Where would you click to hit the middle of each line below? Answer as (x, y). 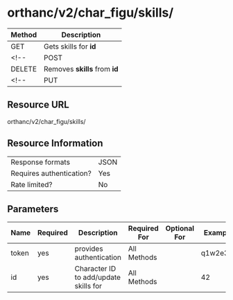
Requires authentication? (51, 173)
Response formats (41, 162)
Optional (180, 229)
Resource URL (38, 105)
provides (89, 249)
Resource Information (55, 143)
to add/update (98, 277)
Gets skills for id (70, 46)
